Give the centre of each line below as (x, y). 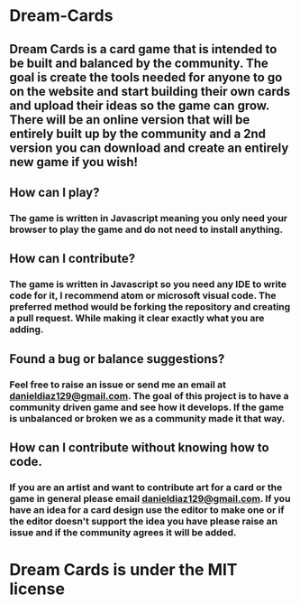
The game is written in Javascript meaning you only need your (149, 218)
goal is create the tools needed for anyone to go (146, 77)
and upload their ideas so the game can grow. (140, 105)
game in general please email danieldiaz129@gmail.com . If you (150, 498)
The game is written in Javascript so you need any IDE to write (148, 284)
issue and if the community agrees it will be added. (123, 532)
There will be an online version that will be (130, 120)
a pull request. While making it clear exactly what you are (137, 319)
